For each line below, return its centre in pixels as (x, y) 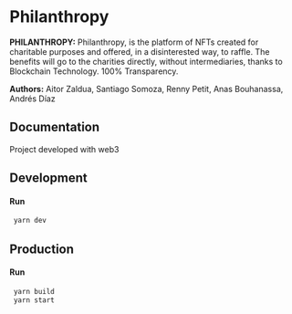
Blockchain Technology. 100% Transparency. (94, 71)
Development (49, 178)
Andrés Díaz (33, 99)
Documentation (55, 127)
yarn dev (30, 221)
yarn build (34, 291)
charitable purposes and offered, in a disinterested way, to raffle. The (140, 51)
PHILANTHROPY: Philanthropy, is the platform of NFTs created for (134, 42)
